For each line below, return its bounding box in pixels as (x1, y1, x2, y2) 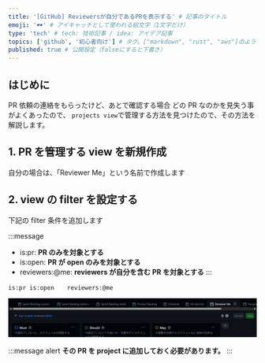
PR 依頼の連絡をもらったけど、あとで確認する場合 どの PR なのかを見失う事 (8, 100, 255, 109)
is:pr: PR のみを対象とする (19, 247, 104, 257)
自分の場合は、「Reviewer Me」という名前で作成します (8, 168, 185, 177)
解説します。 (8, 120, 50, 129)
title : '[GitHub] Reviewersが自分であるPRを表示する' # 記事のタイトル (8, 13, 227, 20)
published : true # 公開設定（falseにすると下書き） (8, 46, 166, 54)
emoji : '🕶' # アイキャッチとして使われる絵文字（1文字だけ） (8, 20, 189, 29)
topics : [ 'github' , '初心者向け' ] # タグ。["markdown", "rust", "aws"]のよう (8, 38, 256, 46)
